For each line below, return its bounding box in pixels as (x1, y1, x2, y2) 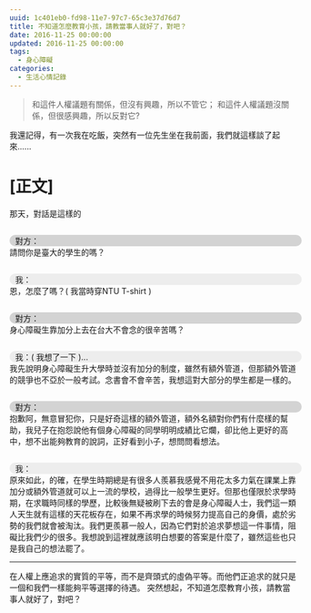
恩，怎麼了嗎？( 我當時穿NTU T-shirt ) (9, 285, 152, 296)
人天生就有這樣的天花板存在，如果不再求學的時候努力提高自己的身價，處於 (9, 508, 288, 519)
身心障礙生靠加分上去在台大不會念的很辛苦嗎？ (9, 324, 185, 335)
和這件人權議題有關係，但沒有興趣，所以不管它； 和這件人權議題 (31, 98, 274, 109)
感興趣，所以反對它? (63, 110, 140, 121)
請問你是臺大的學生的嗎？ (9, 247, 105, 258)
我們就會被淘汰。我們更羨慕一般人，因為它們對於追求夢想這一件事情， (25, 520, 288, 531)
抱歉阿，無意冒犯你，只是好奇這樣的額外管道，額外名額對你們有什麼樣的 (9, 413, 280, 424)
